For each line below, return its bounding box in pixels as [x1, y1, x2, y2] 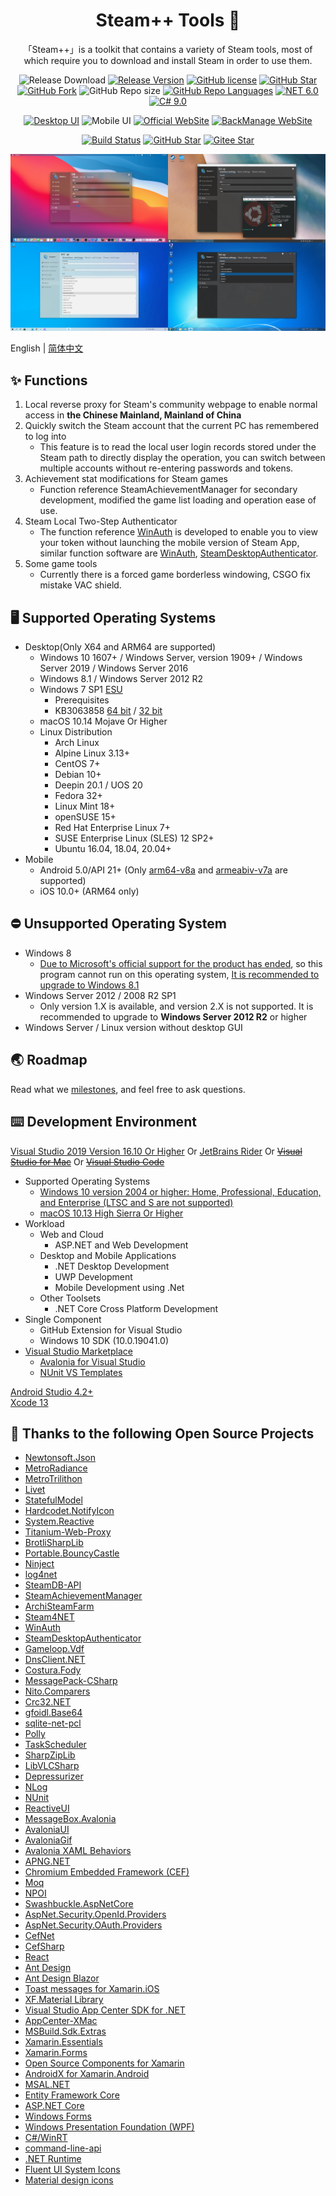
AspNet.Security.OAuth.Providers [24, 1919, 163, 1931]
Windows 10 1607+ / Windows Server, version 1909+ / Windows [39, 652, 303, 664]
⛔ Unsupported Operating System [10, 915, 227, 933]
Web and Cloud [39, 1228, 104, 1240]
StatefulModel [24, 1494, 83, 1506]
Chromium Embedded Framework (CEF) [24, 1866, 190, 1878]
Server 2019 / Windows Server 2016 [39, 662, 189, 674]
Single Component [24, 1313, 102, 1325]
